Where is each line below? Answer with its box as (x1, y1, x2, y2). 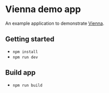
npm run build (12, 82, 43, 88)
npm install (12, 49, 38, 54)
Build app (5, 68, 36, 77)
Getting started (5, 35, 55, 43)
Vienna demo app (5, 4, 81, 15)
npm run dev (12, 55, 38, 60)
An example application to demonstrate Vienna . (5, 20, 104, 26)
